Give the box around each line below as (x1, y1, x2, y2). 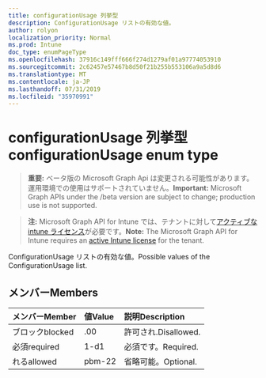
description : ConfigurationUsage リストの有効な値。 (8, 19, 176, 27)
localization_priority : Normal (8, 33, 112, 42)
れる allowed (12, 357, 57, 367)
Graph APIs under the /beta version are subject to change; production (27, 192, 256, 202)
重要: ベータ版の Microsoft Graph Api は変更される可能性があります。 (27, 173, 254, 183)
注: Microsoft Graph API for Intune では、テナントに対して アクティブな (27, 217, 258, 226)
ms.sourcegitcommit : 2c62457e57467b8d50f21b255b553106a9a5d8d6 (8, 63, 222, 71)
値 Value (84, 312, 115, 322)
